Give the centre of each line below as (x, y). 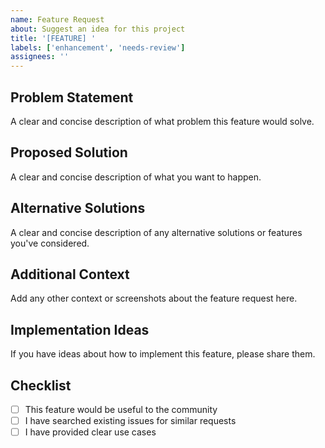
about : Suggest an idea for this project (98, 29)
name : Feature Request (57, 19)
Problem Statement (72, 97)
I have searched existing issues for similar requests (130, 421)
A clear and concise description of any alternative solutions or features (156, 232)
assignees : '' (40, 57)
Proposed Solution (69, 152)
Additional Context (70, 274)
